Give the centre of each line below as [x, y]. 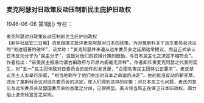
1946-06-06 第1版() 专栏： [40, 24]
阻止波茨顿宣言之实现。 [31, 95]
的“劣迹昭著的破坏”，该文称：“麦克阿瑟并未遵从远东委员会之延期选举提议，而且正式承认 [101, 50]
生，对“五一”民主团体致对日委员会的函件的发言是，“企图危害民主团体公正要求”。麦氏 [98, 69]
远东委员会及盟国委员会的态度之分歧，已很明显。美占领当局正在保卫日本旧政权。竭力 [106, 89]
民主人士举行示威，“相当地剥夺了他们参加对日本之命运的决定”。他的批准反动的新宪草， [104, 76]
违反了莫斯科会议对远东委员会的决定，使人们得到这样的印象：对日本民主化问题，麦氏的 [99, 82]
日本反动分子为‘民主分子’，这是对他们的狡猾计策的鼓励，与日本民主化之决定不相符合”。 [101, 56]
